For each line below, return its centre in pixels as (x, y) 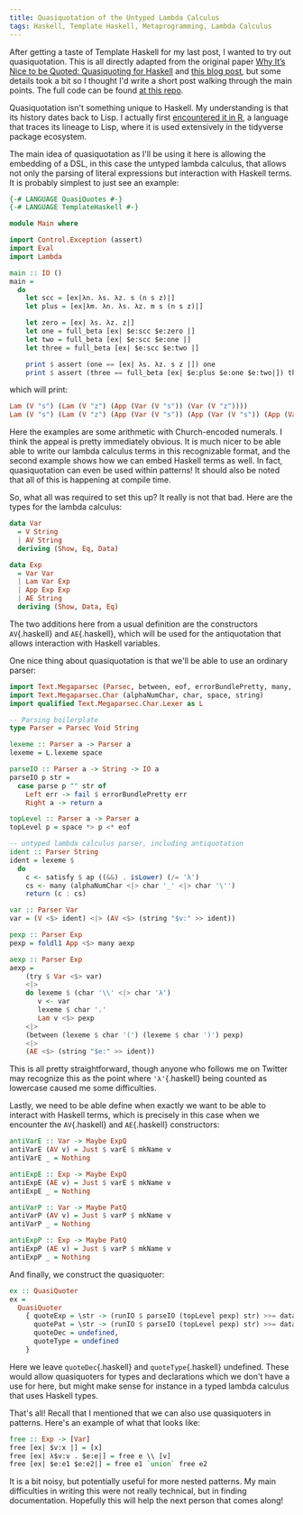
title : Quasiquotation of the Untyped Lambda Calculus (115, 18)
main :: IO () (36, 273)
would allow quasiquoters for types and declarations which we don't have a (150, 1376)
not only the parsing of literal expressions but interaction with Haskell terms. (151, 173)
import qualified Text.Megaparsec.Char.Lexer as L (106, 703)
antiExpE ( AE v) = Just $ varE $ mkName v (90, 1182)
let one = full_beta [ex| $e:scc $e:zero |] (110, 331)
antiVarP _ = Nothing (50, 1224)
